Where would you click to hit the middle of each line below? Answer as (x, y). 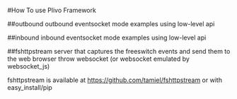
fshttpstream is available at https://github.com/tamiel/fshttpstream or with (115, 80)
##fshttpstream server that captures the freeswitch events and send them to (119, 51)
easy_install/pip (30, 87)
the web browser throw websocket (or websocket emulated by (98, 59)
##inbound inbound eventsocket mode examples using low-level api (107, 37)
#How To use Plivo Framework (52, 10)
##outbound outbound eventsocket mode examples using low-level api (111, 24)
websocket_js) (29, 66)
